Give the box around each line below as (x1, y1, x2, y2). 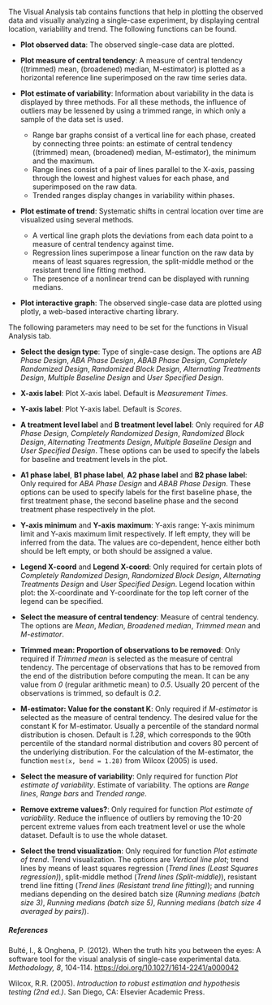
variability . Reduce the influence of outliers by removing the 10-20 (19, 813, 242, 822)
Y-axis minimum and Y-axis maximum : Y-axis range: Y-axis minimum (19, 520, 256, 530)
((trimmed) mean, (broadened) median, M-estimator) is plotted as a (19, 64, 246, 74)
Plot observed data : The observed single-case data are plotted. (19, 40, 235, 50)
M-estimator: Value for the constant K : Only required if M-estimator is (19, 704, 258, 714)
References (8, 925, 49, 934)
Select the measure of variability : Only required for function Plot (19, 771, 238, 781)
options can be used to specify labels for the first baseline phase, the (19, 487, 253, 497)
